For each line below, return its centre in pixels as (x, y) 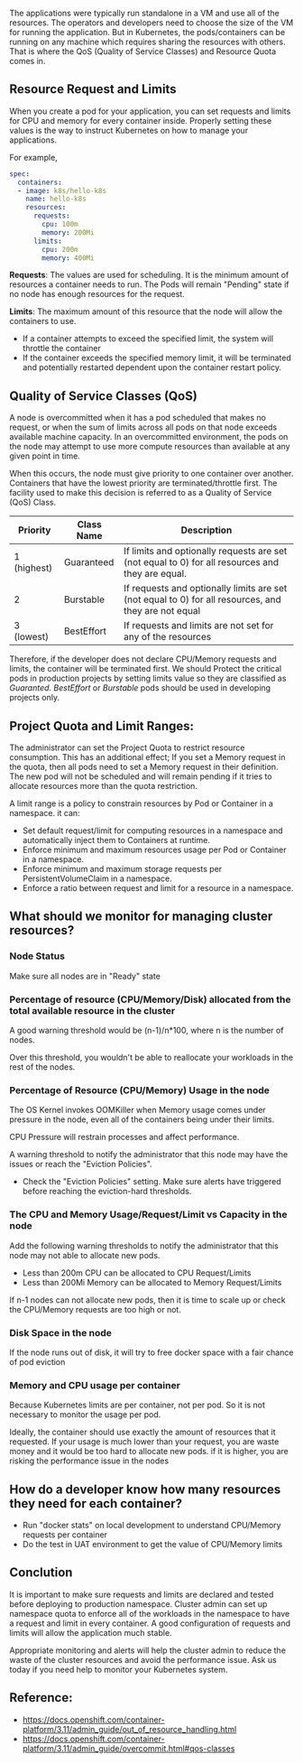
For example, (34, 157)
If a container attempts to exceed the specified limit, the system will (147, 339)
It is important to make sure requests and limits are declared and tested (142, 1594)
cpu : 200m (60, 249)
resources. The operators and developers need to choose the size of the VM (151, 23)
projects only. (35, 698)
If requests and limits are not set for (198, 626)
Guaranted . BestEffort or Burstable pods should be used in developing (140, 688)
